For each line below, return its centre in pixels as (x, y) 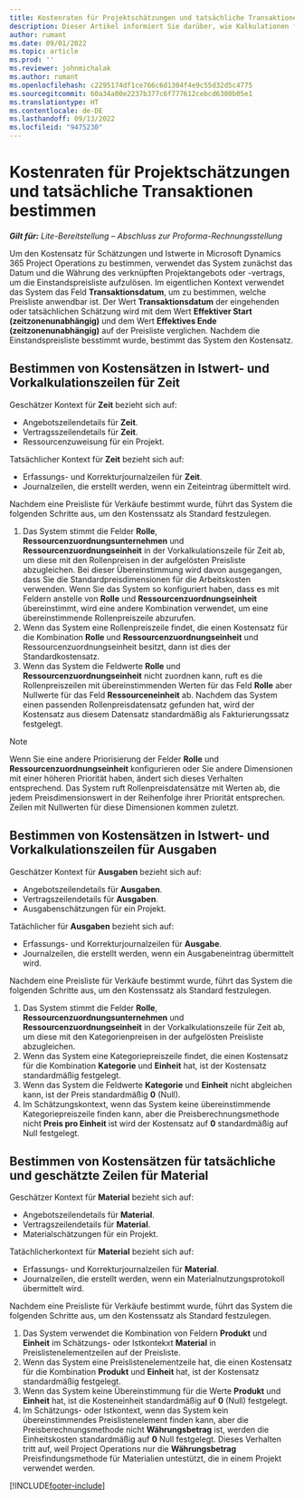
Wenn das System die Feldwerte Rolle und (101, 666)
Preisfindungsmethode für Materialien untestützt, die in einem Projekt (152, 1459)
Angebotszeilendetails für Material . (89, 1215)
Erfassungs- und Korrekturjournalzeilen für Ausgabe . (122, 943)
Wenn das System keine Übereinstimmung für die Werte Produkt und (152, 1391)
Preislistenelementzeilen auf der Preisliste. (101, 1353)
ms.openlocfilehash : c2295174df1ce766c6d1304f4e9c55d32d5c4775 (131, 85)
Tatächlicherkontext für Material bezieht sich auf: (102, 1251)
